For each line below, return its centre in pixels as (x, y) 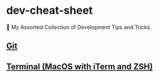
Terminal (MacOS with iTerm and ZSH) (79, 66)
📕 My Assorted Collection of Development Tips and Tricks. (79, 27)
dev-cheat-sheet (50, 11)
